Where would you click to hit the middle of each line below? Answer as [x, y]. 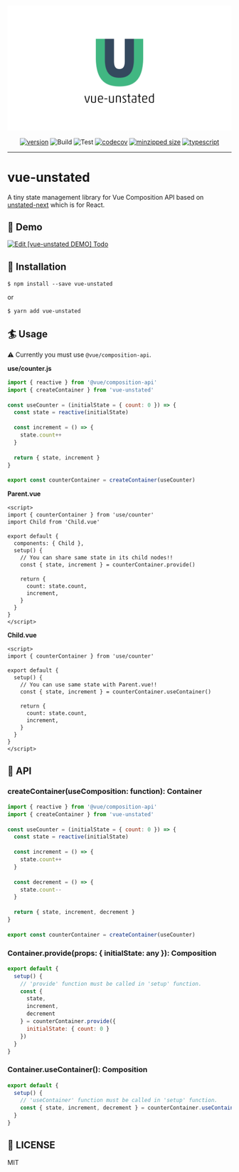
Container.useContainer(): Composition [78, 1070]
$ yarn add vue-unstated [44, 311]
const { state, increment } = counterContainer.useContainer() [116, 692]
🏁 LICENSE [31, 1145]
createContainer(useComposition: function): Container [105, 791]
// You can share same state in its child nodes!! [97, 558]
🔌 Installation [37, 266]
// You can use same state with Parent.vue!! [89, 685]
